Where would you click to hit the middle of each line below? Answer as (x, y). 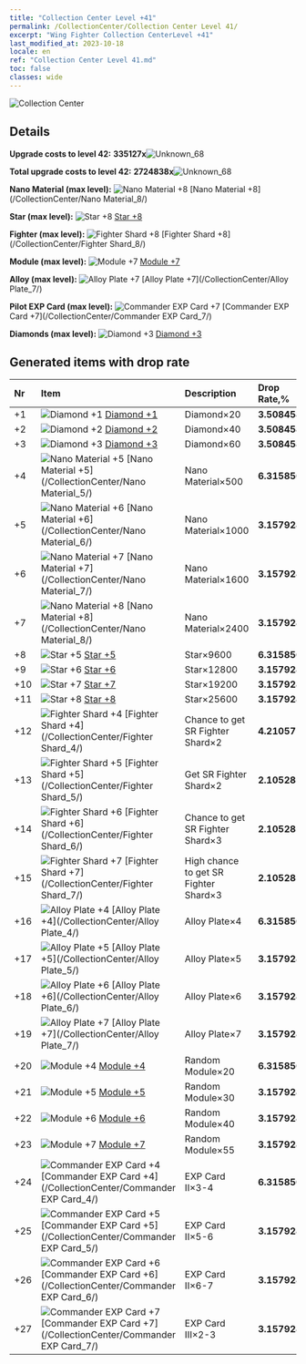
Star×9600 (208, 655)
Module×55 (209, 1151)
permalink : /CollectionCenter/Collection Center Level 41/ (124, 26)
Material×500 (214, 482)
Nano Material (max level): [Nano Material (127, 189)
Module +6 (122, 1119)
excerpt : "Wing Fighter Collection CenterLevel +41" (112, 35)
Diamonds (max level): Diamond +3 (106, 333)
